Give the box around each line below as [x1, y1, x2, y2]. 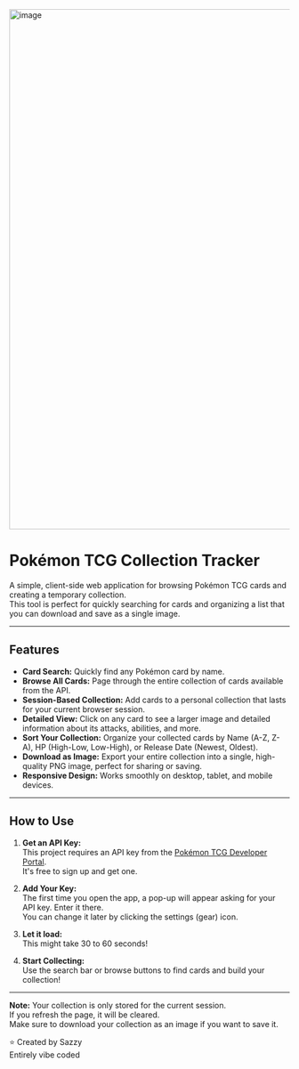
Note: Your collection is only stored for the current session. [9, 1000, 227, 1010]
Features [9, 643, 60, 658]
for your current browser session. [21, 703, 145, 715]
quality [21, 760, 48, 771]
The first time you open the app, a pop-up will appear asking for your [21, 892, 276, 903]
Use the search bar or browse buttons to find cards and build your [21, 965, 265, 976]
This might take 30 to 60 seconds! [21, 938, 149, 949]
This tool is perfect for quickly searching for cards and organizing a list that [9, 598, 285, 609]
